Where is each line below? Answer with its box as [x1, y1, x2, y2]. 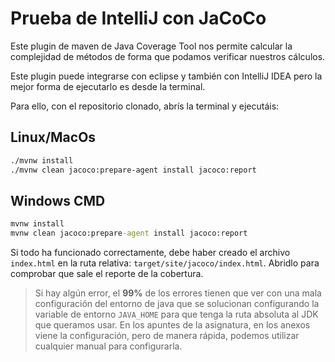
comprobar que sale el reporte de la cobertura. [10, 268, 204, 280]
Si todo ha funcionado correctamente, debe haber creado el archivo [10, 247, 291, 259]
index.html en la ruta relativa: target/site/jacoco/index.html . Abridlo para [10, 257, 320, 269]
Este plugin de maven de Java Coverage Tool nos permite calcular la [10, 40, 293, 52]
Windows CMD [10, 192, 106, 209]
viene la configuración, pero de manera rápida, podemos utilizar [34, 330, 300, 342]
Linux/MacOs [10, 129, 97, 146]
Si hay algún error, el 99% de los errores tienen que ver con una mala [34, 287, 322, 299]
